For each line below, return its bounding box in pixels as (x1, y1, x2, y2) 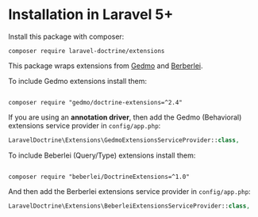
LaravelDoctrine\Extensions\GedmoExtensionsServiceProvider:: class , (8, 136, 240, 144)
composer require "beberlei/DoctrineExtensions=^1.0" (8, 173, 191, 181)
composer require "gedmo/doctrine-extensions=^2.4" (8, 98, 183, 106)
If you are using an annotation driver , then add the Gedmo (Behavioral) (8, 112, 242, 122)
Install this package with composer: (8, 32, 125, 41)
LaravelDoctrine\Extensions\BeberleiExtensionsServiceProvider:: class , (8, 202, 250, 210)
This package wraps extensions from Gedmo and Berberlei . (8, 61, 204, 70)
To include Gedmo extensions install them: (8, 76, 148, 86)
